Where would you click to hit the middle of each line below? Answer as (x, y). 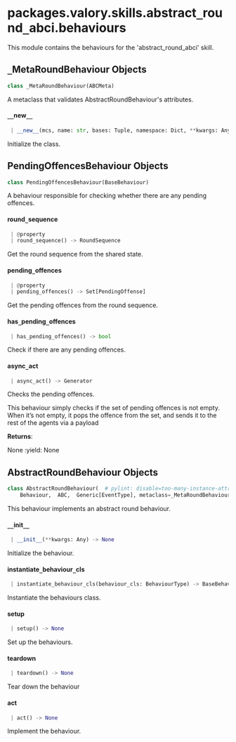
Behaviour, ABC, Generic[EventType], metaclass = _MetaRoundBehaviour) (127, 495)
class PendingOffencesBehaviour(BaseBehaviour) (78, 182)
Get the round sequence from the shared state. (76, 254)
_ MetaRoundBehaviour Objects (77, 69)
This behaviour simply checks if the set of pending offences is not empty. (113, 408)
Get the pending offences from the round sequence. (83, 305)
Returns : (20, 437)
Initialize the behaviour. (41, 553)
